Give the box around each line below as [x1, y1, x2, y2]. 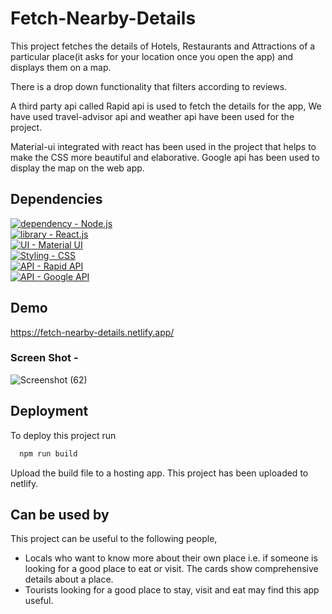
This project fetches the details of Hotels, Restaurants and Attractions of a [10, 40, 316, 52]
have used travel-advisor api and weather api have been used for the [10, 110, 295, 122]
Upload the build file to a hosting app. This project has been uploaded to [10, 467, 309, 479]
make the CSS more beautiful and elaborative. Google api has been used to [10, 151, 320, 163]
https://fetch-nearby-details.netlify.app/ [10, 326, 175, 338]
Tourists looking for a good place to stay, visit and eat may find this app [24, 584, 320, 596]
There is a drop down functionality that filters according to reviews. [10, 80, 288, 92]
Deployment [10, 403, 89, 420]
